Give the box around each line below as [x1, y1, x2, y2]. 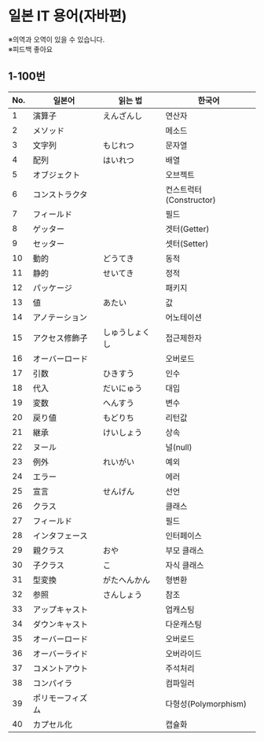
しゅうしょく [102, 326, 151, 337]
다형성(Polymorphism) [165, 698, 247, 709]
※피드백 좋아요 [8, 44, 53, 53]
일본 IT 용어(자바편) [8, 7, 127, 25]
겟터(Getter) [165, 223, 210, 234]
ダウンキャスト [32, 618, 89, 629]
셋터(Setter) [165, 238, 209, 249]
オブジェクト [32, 169, 81, 180]
